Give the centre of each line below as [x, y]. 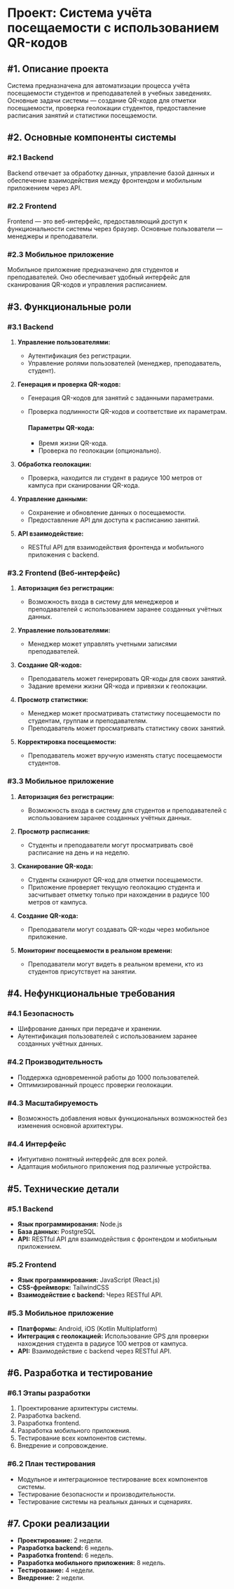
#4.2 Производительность [55, 1062]
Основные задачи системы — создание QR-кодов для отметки [102, 100]
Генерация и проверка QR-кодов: [69, 384]
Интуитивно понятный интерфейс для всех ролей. [92, 1159]
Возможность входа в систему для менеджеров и [103, 602]
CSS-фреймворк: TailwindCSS [63, 1288]
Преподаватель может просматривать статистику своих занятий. [127, 728]
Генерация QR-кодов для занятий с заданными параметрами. [121, 398]
